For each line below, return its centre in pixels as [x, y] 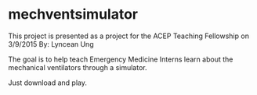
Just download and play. [48, 83]
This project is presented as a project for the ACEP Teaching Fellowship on [128, 36]
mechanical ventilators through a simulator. [78, 67]
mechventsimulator [73, 14]
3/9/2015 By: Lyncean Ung [51, 44]
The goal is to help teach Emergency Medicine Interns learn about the [121, 59]
